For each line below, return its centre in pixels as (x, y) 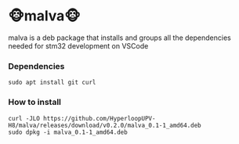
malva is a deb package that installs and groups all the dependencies (119, 38)
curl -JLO (24, 118)
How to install (34, 103)
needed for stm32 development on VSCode (78, 45)
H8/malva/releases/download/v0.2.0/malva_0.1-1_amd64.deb (105, 125)
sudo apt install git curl (52, 83)
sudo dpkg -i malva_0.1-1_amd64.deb (68, 132)
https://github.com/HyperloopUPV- (99, 118)
